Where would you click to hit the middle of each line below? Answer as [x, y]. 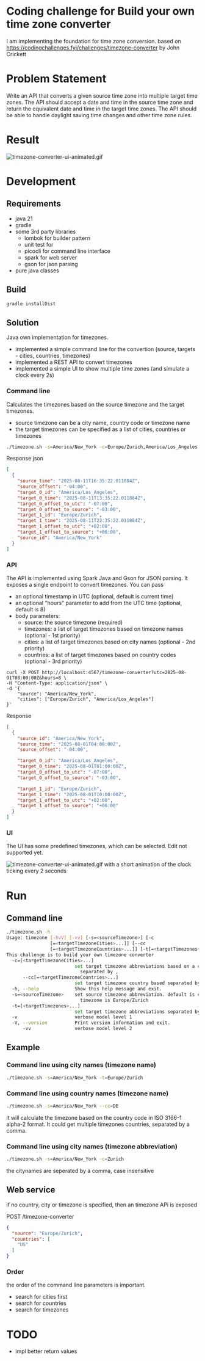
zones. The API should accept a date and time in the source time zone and [100, 102]
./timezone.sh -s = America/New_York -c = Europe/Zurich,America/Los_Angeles [102, 447]
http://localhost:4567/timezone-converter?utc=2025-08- [114, 672]
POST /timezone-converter [40, 1216]
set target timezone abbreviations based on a [135, 966]
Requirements [34, 204]
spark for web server [51, 257]
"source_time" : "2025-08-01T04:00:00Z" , [69, 744]
